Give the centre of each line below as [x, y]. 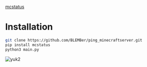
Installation [29, 27]
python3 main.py [22, 49]
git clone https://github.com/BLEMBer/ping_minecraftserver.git [74, 40]
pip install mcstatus [28, 45]
